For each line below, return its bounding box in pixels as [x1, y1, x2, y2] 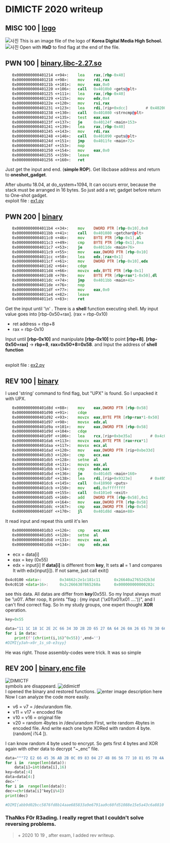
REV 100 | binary [5, 376, 59, 386]
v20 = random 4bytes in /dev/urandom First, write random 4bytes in [12, 719, 155, 725]
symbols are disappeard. [5, 683, 57, 689]
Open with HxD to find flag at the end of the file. [19, 44, 120, 50]
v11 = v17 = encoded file [12, 709, 63, 715]
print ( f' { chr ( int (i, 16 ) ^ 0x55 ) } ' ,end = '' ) [14, 636, 101, 641]
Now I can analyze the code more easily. [5, 694, 90, 700]
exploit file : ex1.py [5, 198, 44, 204]
